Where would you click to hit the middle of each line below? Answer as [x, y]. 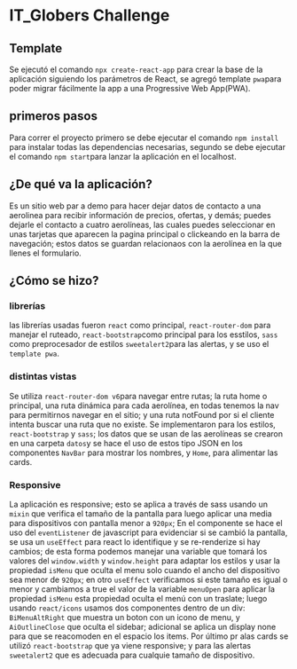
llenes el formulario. [45, 253]
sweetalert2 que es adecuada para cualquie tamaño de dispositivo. [132, 655]
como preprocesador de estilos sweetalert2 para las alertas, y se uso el [139, 344]
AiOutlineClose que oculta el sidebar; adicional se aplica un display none [143, 626]
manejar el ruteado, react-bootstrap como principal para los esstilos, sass [144, 334]
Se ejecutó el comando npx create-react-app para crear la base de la [136, 69]
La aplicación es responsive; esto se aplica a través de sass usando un [139, 504]
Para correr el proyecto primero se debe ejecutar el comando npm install [144, 138]
